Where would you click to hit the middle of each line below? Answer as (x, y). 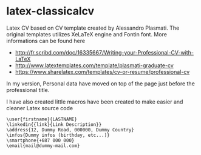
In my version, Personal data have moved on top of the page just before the (101, 84)
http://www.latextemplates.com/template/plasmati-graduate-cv (94, 65)
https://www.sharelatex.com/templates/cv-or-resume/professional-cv (102, 71)
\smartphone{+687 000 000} (40, 140)
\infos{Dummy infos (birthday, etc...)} (58, 135)
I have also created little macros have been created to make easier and (95, 102)
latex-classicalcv (50, 11)
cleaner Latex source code (40, 108)
